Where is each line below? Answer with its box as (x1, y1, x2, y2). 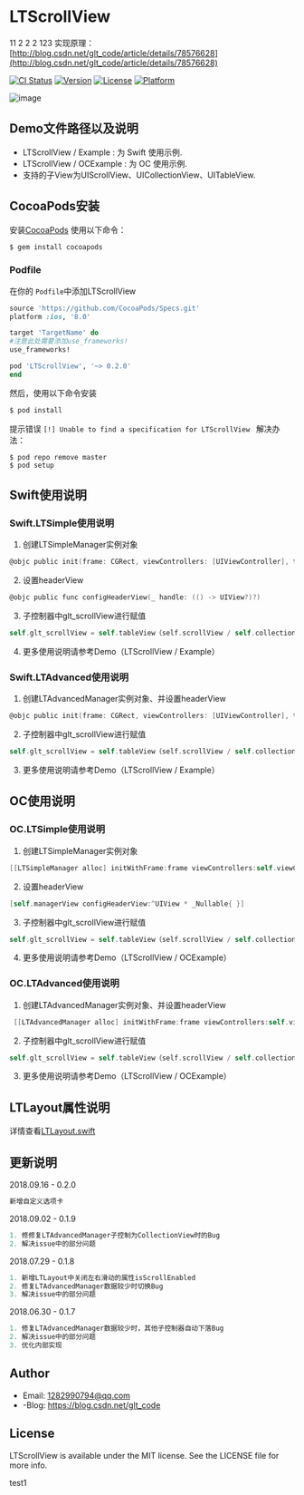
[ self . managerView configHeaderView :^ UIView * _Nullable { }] (9, 899, 245, 908)
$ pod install (9, 405, 63, 414)
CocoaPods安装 (9, 199, 100, 214)
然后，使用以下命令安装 (9, 387, 97, 398)
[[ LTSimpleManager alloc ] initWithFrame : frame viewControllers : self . (9, 863, 278, 872)
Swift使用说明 (9, 488, 88, 503)
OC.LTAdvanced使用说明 (9, 977, 120, 990)
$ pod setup (9, 461, 54, 470)
